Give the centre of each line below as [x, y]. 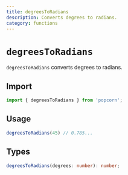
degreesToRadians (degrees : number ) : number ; [63, 166]
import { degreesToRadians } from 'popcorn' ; [64, 100]
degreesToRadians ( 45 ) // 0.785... [50, 133]
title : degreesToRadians [37, 12]
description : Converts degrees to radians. [62, 17]
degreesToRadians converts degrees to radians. [64, 68]
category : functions [32, 23]
